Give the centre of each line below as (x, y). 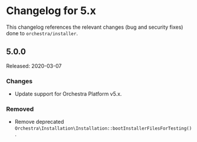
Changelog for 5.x (51, 11)
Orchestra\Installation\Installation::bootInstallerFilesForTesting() (103, 129)
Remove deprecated (39, 122)
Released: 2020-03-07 (34, 66)
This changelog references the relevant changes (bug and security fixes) (95, 27)
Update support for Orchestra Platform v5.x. (68, 94)
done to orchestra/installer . (42, 33)
